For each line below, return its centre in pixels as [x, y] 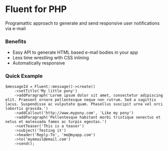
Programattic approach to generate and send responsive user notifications [82, 23]
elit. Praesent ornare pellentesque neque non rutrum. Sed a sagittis [81, 100]
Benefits [16, 41]
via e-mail [16, 28]
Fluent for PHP [36, 9]
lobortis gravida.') [27, 108]
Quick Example [24, 76]
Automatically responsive [39, 63]
